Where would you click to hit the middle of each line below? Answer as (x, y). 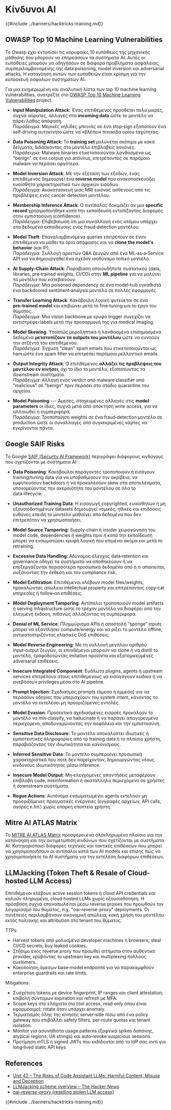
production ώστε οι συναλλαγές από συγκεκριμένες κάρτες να (80, 422)
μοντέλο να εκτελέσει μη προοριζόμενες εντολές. (66, 702)
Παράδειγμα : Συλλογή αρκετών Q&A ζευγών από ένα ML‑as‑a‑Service (88, 253)
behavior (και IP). (31, 247)
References (24, 1063)
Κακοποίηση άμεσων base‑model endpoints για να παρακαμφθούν (83, 968)
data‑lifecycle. (28, 493)
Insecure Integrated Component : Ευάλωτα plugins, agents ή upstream (88, 671)
